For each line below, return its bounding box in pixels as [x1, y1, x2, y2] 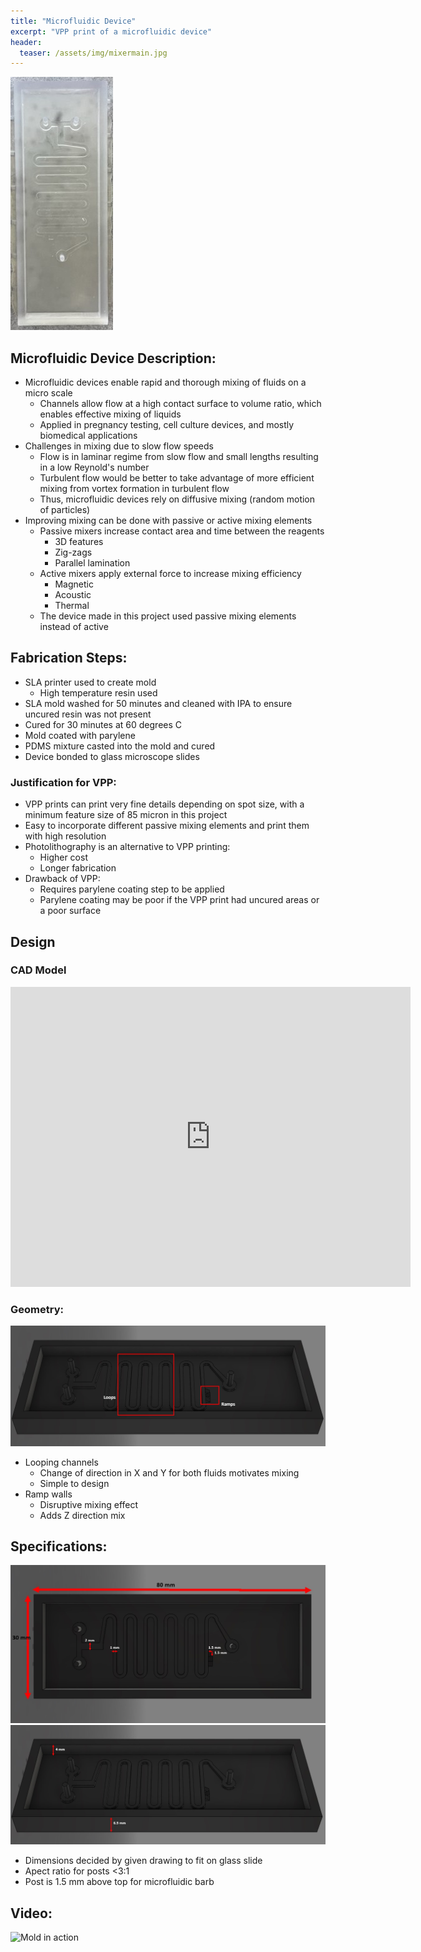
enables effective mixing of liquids [39, 408, 182, 420]
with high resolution [24, 830, 107, 842]
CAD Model [10, 963, 67, 977]
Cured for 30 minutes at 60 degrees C [24, 718, 183, 730]
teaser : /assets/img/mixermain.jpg [19, 48, 168, 58]
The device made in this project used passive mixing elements [39, 610, 297, 622]
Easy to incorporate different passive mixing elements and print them [24, 820, 310, 832]
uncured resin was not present [24, 708, 152, 720]
